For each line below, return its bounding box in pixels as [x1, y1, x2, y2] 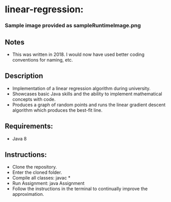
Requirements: [5, 122, 53, 131]
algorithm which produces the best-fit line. [12, 107, 103, 113]
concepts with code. [12, 96, 56, 102]
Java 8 [12, 135, 27, 142]
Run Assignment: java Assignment [12, 180, 85, 187]
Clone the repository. [12, 164, 57, 170]
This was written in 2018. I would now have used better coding [12, 51, 145, 57]
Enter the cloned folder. [12, 169, 62, 175]
